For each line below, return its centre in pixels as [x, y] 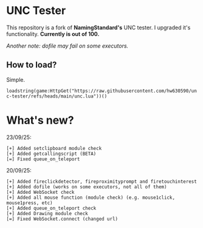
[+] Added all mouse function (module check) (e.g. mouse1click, [91, 198]
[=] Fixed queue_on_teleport [43, 159]
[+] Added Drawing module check [47, 213]
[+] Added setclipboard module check [54, 148]
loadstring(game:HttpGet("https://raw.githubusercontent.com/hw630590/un [102, 91]
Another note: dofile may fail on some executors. [67, 46]
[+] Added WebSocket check [40, 192]
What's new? [40, 120]
